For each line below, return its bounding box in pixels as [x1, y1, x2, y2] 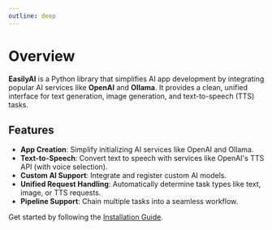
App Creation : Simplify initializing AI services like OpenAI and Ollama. [19, 145, 254, 154]
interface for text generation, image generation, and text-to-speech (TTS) [8, 91, 255, 101]
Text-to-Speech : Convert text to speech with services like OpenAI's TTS [19, 154, 265, 163]
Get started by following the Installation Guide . [8, 212, 164, 222]
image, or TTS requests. [19, 188, 101, 197]
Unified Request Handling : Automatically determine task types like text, [19, 180, 261, 189]
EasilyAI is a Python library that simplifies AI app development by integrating [8, 74, 265, 84]
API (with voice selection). [19, 162, 108, 171]
